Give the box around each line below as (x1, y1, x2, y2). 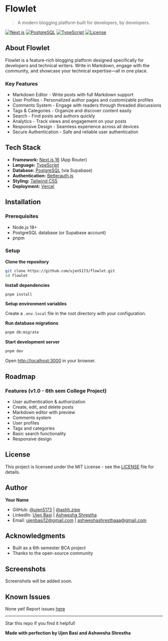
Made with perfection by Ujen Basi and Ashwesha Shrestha (5, 629, 131, 636)
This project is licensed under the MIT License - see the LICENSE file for (5, 464, 154, 470)
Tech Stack (5, 143, 41, 152)
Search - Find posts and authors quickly (12, 113, 95, 119)
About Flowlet (5, 44, 50, 53)
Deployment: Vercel (12, 183, 54, 189)
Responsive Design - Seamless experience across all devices (12, 124, 139, 130)
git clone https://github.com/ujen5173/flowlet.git (5, 268, 115, 273)
